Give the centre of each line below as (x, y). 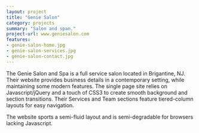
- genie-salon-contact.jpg (40, 56)
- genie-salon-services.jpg (41, 51)
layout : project (26, 12)
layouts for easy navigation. (40, 105)
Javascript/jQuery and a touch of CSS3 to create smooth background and (97, 92)
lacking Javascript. (29, 123)
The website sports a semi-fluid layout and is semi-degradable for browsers (100, 117)
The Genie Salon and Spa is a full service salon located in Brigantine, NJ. (96, 73)
